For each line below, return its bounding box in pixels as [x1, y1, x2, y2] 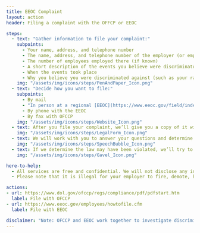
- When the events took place [21, 69, 97, 75]
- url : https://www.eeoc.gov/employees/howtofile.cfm [6, 201, 143, 207]
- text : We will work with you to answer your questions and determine [11, 136, 193, 141]
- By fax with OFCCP [21, 114, 73, 119]
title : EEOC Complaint [6, 8, 62, 15]
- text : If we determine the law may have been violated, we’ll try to [11, 146, 193, 152]
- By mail [21, 97, 46, 103]
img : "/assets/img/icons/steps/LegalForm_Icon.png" [17, 130, 148, 136]
